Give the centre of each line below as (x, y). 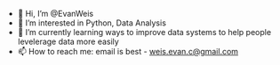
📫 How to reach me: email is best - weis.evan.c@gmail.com (128, 51)
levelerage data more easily (68, 41)
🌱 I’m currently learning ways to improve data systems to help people (144, 32)
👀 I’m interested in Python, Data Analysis (92, 23)
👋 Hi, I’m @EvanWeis (56, 14)
